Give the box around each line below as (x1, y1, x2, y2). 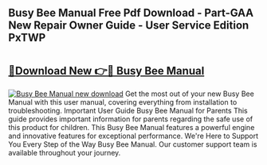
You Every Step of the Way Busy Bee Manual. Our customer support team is (8, 140, 257, 149)
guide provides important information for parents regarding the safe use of (8, 114, 253, 124)
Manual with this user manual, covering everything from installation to (8, 98, 238, 106)
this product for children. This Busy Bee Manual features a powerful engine (8, 123, 255, 132)
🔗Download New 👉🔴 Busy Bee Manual (8, 63, 205, 78)
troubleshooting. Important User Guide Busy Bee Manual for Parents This (8, 106, 249, 115)
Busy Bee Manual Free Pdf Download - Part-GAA (8, 6, 254, 20)
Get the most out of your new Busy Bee (124, 89, 255, 98)
